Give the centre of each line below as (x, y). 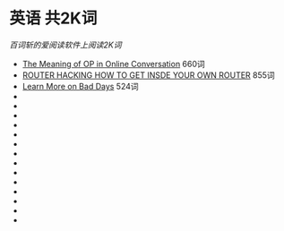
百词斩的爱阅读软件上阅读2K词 (65, 45)
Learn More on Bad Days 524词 (80, 86)
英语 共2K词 (53, 18)
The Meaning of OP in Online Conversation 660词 (114, 64)
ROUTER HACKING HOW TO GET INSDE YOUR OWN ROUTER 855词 (148, 75)
